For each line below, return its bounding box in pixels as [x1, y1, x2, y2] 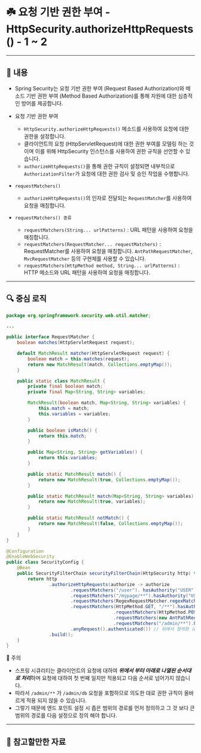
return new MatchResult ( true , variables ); [38, 499, 146, 505]
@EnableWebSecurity [6, 554, 55, 560]
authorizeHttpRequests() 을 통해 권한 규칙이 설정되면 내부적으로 [23, 162, 175, 169]
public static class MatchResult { [17, 378, 106, 384]
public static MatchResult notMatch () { [28, 515, 130, 521]
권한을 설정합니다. [23, 132, 66, 139]
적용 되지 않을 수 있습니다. [26, 697, 87, 704]
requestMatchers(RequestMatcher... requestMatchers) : [23, 240, 162, 247]
